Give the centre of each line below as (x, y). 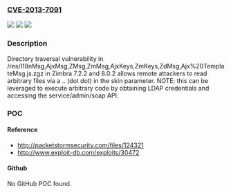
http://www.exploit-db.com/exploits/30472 (78, 152)
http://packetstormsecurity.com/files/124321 (80, 145)
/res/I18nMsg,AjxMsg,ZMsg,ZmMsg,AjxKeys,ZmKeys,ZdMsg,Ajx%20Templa (116, 66)
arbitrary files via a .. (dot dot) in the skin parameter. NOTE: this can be (108, 80)
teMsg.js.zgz (25, 73)
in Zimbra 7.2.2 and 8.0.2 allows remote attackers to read (126, 73)
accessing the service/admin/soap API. (63, 95)
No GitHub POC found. (39, 183)
